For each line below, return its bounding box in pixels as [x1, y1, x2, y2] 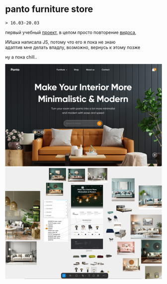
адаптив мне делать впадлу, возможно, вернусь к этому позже [5, 44, 141, 50]
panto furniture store [5, 3, 93, 15]
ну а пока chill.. [5, 54, 37, 60]
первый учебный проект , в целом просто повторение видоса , [5, 29, 137, 35]
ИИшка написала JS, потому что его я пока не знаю [5, 39, 116, 45]
